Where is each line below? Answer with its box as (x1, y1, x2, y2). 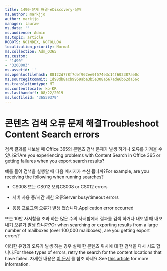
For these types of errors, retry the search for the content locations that (14, 249, 162, 255)
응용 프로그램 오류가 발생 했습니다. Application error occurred (12, 205, 134, 211)
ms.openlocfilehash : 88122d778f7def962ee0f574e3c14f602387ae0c (5, 72, 140, 77)
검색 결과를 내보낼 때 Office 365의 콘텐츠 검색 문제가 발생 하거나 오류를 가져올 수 (5, 146, 163, 152)
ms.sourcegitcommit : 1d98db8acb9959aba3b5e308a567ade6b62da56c (5, 77, 140, 82)
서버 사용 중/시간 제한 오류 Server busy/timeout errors (12, 194, 119, 200)
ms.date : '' (5, 26, 30, 31)
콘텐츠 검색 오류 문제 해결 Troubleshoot (5, 118, 159, 129)
